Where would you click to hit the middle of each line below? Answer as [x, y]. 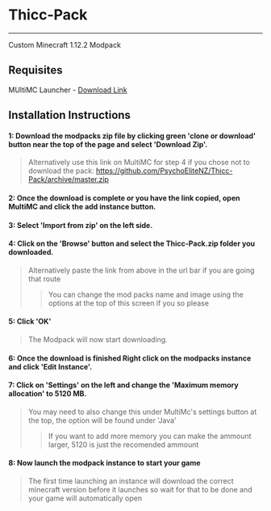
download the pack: [61, 171]
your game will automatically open [85, 498]
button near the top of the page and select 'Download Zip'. [108, 144]
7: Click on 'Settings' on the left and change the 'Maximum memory [124, 385]
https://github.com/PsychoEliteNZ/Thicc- [164, 171]
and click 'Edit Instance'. [50, 366]
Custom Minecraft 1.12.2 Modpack [65, 44]
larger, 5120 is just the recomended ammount [123, 444]
